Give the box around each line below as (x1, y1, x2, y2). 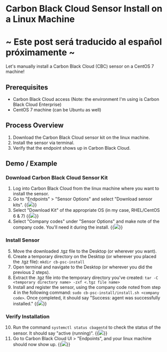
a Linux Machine (5, 13, 75, 25)
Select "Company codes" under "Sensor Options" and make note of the (12, 218, 160, 224)
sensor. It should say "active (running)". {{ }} (12, 330, 108, 336)
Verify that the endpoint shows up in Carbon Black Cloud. (12, 145, 131, 151)
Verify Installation (5, 313, 50, 320)
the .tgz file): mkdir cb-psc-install (12, 259, 85, 264)
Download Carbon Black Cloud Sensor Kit (5, 175, 108, 181)
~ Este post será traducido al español (5, 36, 162, 48)
